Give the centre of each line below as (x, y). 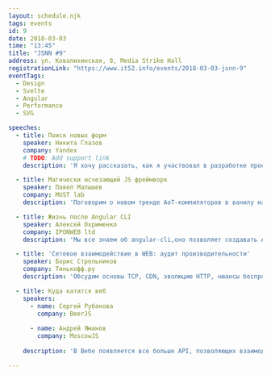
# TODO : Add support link (67, 158)
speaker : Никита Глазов (63, 143)
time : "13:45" (32, 46)
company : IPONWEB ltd (59, 232)
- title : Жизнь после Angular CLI (73, 217)
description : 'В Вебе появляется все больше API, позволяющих (129, 351)
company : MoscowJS (68, 336)
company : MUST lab (54, 195)
